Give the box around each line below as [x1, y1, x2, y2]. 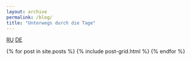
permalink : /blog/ [6, 14, 53, 20]
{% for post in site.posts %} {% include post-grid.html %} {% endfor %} [6, 48, 186, 55]
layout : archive [6, 8, 47, 15]
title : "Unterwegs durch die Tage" [6, 20, 96, 26]
